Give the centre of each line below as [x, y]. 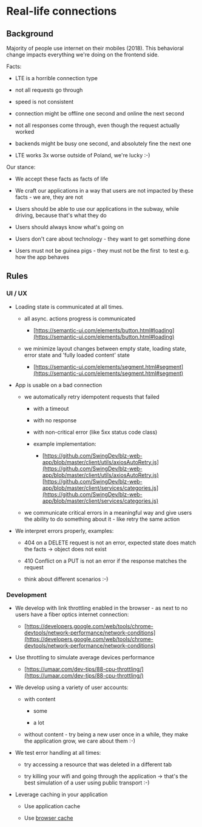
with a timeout [51, 408]
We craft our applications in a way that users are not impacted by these [104, 190]
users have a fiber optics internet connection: [72, 614]
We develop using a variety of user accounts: [72, 687]
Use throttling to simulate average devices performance [85, 657]
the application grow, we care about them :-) [79, 741]
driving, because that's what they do [61, 215]
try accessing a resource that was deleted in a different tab [98, 764]
